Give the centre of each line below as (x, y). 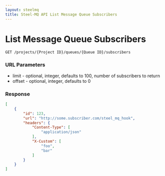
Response (17, 94)
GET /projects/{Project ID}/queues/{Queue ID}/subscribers (68, 52)
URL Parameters (25, 65)
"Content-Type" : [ (51, 128)
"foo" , (48, 146)
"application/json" (61, 132)
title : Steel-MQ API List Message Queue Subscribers (61, 14)
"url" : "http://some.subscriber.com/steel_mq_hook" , (79, 118)
